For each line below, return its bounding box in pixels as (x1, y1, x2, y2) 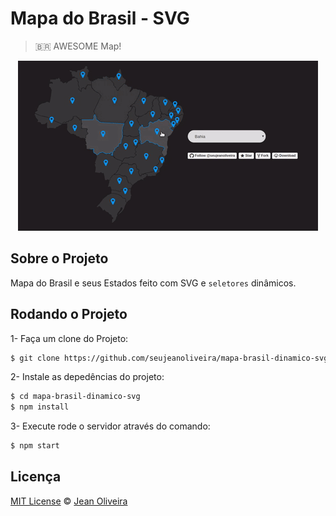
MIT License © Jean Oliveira (10, 495, 128, 507)
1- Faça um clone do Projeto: (10, 332, 129, 344)
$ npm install (10, 402, 70, 412)
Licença (10, 468, 62, 486)
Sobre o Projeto (10, 250, 109, 267)
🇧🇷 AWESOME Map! (34, 40, 122, 52)
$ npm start (10, 441, 60, 451)
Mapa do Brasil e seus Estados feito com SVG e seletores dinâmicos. (10, 277, 297, 289)
